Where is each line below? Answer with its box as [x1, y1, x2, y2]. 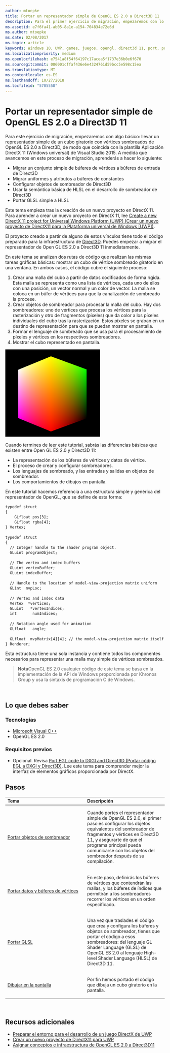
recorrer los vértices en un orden [87, 896, 156, 902]
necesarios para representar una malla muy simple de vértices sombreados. [5, 656, 164, 662]
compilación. [87, 858, 114, 864]
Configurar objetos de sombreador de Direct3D [12, 181, 111, 187]
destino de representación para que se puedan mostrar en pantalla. [12, 323, 153, 329]
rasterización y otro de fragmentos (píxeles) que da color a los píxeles [12, 312, 159, 318]
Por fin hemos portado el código [87, 976, 154, 983]
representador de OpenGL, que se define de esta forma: [5, 493, 122, 500]
